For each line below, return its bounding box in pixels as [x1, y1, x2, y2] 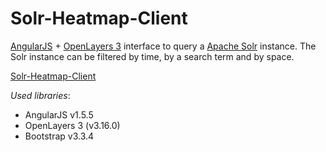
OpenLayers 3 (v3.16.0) [24, 119, 121, 131]
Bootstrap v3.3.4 [24, 130, 95, 142]
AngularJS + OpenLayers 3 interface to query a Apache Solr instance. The [10, 40, 317, 52]
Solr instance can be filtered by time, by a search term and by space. [10, 50, 295, 62]
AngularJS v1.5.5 [24, 108, 94, 121]
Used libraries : [10, 89, 71, 101]
